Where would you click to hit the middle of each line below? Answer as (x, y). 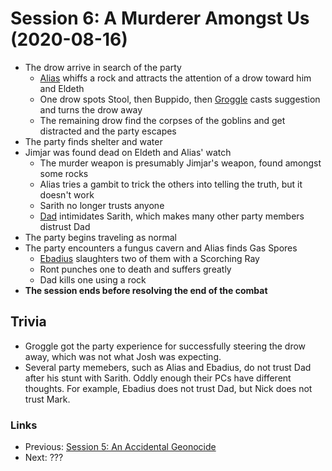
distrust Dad (65, 226)
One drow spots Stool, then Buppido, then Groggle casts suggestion (180, 99)
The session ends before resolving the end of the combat (146, 290)
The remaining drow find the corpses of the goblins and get (162, 120)
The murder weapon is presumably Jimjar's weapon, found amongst (180, 163)
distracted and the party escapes (108, 131)
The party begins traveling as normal (100, 237)
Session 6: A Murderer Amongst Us (160, 18)
